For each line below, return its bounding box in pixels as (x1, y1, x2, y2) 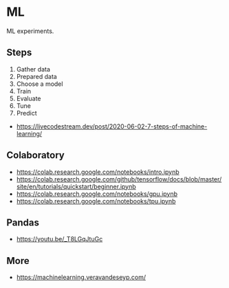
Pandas (6, 217, 39, 228)
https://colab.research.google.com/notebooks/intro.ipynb (16, 168, 179, 176)
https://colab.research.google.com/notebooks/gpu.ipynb (16, 190, 178, 198)
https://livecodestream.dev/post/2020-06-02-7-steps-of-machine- (16, 122, 208, 131)
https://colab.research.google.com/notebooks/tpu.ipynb (16, 197, 176, 205)
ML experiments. (6, 27, 54, 35)
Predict (16, 109, 37, 117)
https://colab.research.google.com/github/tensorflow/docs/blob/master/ (16, 175, 222, 183)
